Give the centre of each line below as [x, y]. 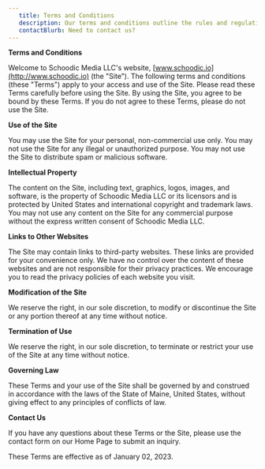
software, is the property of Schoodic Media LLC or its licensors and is [123, 196]
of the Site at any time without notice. [69, 355]
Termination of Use [40, 332]
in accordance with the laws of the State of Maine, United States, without [127, 394]
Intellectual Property [43, 173]
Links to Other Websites [49, 237]
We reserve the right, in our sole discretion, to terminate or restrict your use [131, 347]
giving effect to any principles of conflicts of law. [88, 403]
